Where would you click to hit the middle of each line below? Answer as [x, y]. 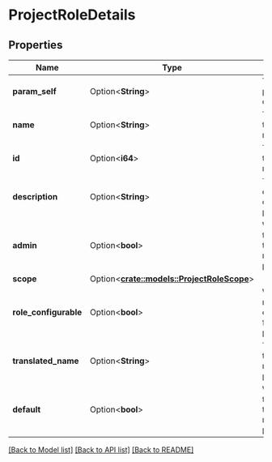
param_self [34, 91]
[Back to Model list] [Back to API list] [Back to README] [101, 450]
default [27, 409]
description [35, 197]
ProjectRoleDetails [72, 15]
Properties [36, 45]
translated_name [46, 361]
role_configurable [47, 312]
